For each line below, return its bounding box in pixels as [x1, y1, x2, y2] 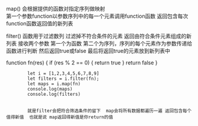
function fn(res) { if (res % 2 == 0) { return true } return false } [6, 59, 158, 66]
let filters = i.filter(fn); [27, 76, 100, 82]
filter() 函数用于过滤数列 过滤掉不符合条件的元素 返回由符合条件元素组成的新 [6, 33, 192, 40]
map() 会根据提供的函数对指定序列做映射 [6, 5, 106, 12]
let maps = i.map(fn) [27, 81, 81, 87]
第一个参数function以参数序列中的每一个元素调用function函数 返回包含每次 [6, 12, 189, 20]
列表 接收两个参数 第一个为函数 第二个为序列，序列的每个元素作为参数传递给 [6, 40, 193, 47]
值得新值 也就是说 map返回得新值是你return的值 [6, 114, 114, 120]
